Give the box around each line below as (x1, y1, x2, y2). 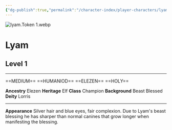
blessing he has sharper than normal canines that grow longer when (5, 113, 149, 119)
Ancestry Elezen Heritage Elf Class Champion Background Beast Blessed (5, 88, 163, 94)
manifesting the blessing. (5, 118, 59, 125)
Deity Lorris (5, 93, 31, 99)
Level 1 (5, 60, 28, 68)
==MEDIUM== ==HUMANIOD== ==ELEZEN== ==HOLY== (5, 77, 129, 84)
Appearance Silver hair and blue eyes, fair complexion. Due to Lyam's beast (5, 108, 166, 114)
